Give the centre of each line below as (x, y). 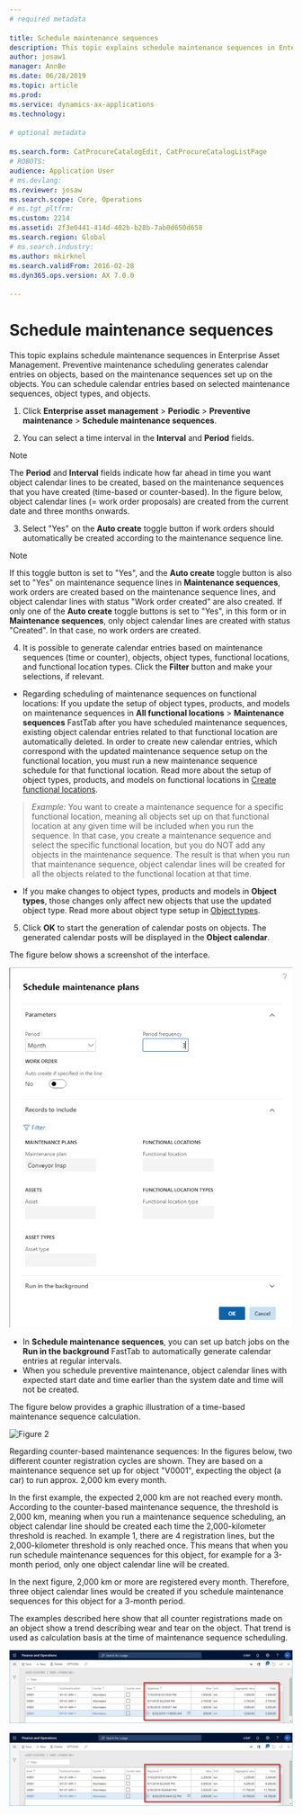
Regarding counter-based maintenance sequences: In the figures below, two (151, 1451)
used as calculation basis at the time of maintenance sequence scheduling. (149, 1637)
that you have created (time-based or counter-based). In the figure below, (146, 492)
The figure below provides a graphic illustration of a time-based (127, 1406)
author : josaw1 (38, 57)
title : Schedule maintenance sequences (84, 38)
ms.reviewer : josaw (46, 190)
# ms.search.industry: (52, 247)
